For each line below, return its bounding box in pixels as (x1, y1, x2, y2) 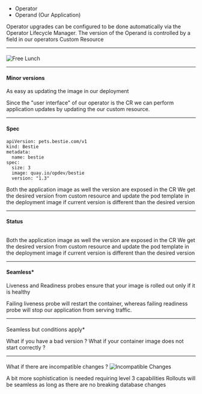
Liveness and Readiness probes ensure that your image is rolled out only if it (6, 282, 195, 289)
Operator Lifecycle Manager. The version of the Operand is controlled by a (6, 29, 191, 36)
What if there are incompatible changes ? (6, 363, 108, 371)
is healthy (6, 288, 31, 295)
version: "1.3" (11, 175, 50, 181)
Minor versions (6, 74, 45, 81)
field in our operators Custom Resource (6, 35, 104, 43)
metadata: (6, 149, 31, 155)
